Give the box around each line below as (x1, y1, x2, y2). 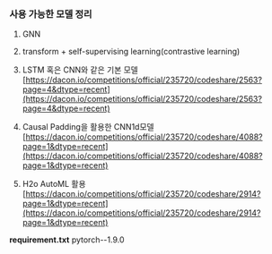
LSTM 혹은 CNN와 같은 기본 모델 (22, 64, 139, 75)
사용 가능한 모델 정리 (9, 7, 92, 20)
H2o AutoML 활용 (22, 179, 87, 190)
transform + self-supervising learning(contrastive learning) (22, 47, 241, 57)
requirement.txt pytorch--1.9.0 (9, 234, 125, 245)
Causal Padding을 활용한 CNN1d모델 (22, 122, 154, 132)
